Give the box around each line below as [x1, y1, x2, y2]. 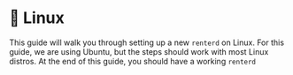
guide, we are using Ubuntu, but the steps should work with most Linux [9, 46, 269, 56]
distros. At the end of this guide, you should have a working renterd [9, 56, 257, 66]
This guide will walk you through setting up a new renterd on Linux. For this [9, 37, 285, 48]
